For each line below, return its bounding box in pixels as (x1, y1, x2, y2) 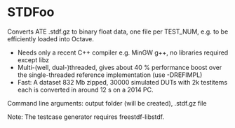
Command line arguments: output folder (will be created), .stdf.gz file (7, 99, 207, 107)
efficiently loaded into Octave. (7, 34, 95, 43)
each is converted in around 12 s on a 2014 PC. (17, 85, 154, 94)
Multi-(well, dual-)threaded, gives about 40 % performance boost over (17, 63, 222, 71)
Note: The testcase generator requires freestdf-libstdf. (7, 113, 165, 121)
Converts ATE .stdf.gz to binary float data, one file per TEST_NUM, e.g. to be (7, 27, 229, 36)
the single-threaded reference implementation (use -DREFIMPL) (17, 71, 203, 79)
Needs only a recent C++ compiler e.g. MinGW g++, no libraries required (17, 48, 229, 57)
